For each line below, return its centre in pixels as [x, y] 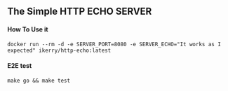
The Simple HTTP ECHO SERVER [80, 12]
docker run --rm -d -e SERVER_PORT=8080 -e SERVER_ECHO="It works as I [114, 44]
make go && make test [39, 80]
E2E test [20, 66]
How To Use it [28, 29]
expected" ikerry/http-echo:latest [59, 50]
